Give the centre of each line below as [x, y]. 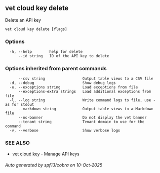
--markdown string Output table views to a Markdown [86, 109]
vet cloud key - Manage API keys [46, 154]
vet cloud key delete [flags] [36, 29]
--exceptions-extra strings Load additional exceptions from [85, 92]
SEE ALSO [18, 143]
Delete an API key [23, 20]
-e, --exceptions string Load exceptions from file [74, 87]
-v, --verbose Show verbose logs [65, 130]
